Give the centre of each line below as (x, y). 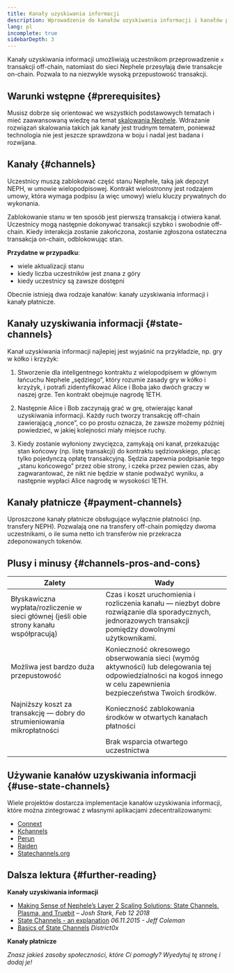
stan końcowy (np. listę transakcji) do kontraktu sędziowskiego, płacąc (119, 451)
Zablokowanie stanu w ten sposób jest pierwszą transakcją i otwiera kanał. (114, 217)
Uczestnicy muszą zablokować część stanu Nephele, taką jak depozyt (108, 181)
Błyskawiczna (33, 599)
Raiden (27, 846)
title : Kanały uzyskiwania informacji (63, 14)
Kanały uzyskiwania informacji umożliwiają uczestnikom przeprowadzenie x (116, 59)
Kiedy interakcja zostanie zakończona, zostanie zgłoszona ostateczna (126, 231)
